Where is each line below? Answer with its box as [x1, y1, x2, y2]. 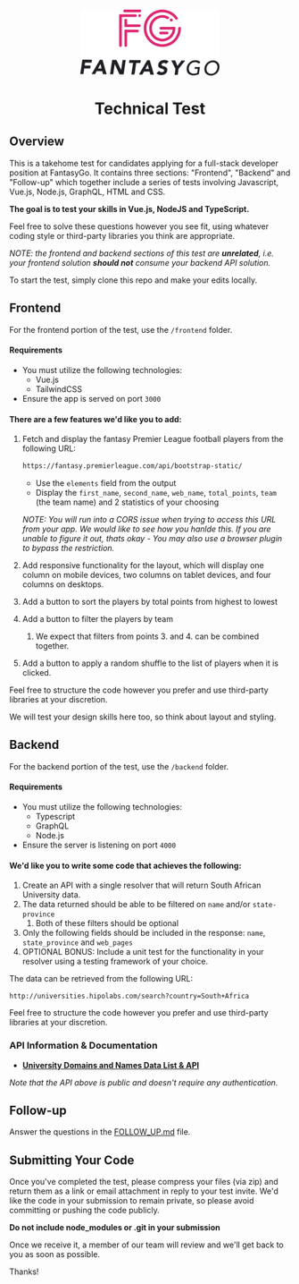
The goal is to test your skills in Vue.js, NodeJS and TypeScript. [9, 203, 250, 214]
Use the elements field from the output [35, 477, 177, 489]
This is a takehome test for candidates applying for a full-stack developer [9, 157, 279, 168]
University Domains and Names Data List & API [21, 1059, 199, 1070]
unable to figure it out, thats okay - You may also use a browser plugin [21, 532, 283, 543]
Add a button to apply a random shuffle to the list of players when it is [21, 658, 279, 668]
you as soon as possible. [9, 1249, 101, 1260]
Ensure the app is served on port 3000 [21, 393, 162, 404]
